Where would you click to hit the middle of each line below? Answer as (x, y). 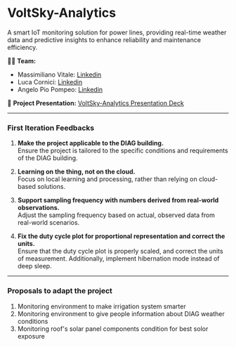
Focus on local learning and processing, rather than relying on (107, 179)
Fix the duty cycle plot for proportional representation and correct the (121, 236)
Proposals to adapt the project (60, 291)
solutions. (51, 187)
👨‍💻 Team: (22, 60)
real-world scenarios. (48, 223)
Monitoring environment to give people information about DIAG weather (121, 313)
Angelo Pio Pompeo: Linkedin (60, 89)
